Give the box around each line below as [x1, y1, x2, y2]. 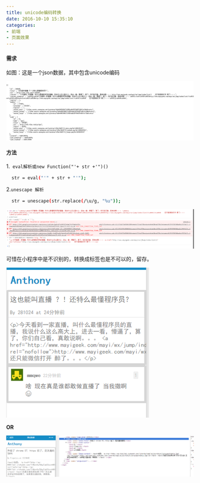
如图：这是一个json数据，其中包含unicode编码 [6, 69, 120, 76]
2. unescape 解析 [6, 185, 44, 193]
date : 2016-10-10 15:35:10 [6, 15, 73, 22]
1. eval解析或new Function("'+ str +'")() [6, 163, 109, 170]
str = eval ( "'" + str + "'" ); [11, 175, 86, 181]
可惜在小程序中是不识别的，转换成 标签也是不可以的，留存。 [6, 255, 152, 262]
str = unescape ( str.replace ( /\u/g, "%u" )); [11, 198, 121, 204]
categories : [6, 22, 36, 28]
